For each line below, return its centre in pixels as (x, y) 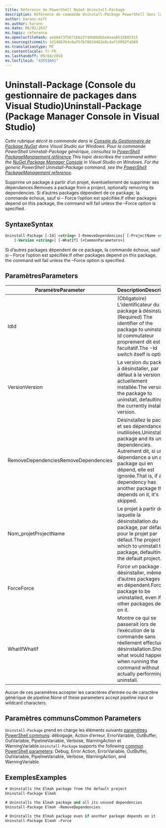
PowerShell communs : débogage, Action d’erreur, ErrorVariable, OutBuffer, (81, 736)
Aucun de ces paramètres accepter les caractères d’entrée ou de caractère (82, 692)
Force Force (21, 588)
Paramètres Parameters (41, 276)
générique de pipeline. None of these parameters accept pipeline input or (79, 697)
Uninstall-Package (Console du (70, 85)
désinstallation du (138, 521)
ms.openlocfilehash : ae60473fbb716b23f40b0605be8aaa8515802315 (72, 38)
